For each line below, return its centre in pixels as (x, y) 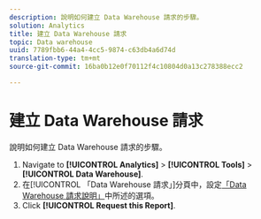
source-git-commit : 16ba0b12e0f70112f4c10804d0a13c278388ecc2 (126, 67)
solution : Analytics (47, 26)
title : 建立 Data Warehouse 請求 (68, 34)
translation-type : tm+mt (55, 58)
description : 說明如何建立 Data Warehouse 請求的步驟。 (106, 17)
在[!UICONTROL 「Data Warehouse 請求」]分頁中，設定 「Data (134, 184)
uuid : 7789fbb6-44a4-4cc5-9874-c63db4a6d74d (92, 50)
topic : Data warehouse (51, 42)
